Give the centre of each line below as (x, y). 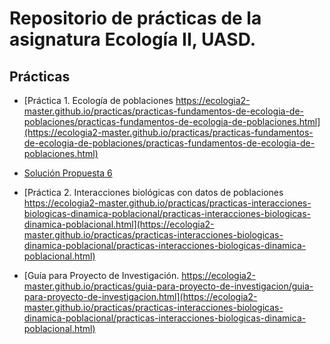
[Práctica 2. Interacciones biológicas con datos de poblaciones (153, 192)
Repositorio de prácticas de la (135, 18)
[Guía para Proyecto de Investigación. (101, 275)
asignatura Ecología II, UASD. (133, 39)
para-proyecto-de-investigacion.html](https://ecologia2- (140, 296)
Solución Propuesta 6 (68, 173)
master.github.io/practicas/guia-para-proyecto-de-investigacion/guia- (168, 286)
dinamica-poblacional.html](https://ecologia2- (119, 224)
